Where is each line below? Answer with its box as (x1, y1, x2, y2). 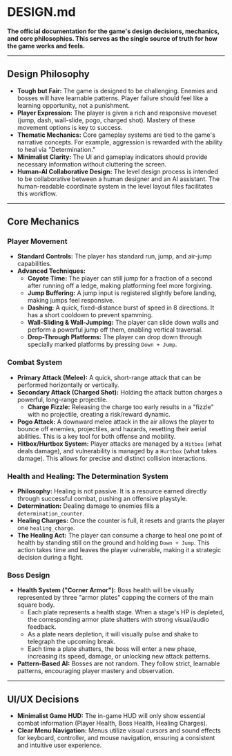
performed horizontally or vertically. (17, 381, 119, 389)
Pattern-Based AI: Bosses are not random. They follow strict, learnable (17, 659, 220, 668)
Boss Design (7, 570, 50, 580)
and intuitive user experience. (17, 741, 102, 750)
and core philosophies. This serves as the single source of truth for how (7, 34, 217, 42)
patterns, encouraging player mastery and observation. (17, 667, 175, 675)
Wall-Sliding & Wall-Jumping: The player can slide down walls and (27, 319, 219, 327)
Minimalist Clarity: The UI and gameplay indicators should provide (17, 153, 208, 161)
